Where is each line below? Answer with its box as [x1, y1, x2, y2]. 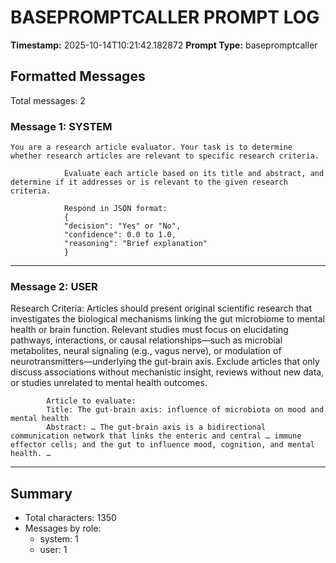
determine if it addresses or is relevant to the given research [10, 177, 288, 188]
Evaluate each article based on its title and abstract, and [63, 169, 325, 179]
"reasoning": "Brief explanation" [63, 239, 208, 249]
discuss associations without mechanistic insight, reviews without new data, [10, 366, 325, 378]
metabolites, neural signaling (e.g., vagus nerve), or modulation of [10, 345, 282, 357]
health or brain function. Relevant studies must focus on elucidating [10, 324, 289, 336]
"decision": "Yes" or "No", [63, 221, 182, 231]
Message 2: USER [10, 279, 98, 293]
